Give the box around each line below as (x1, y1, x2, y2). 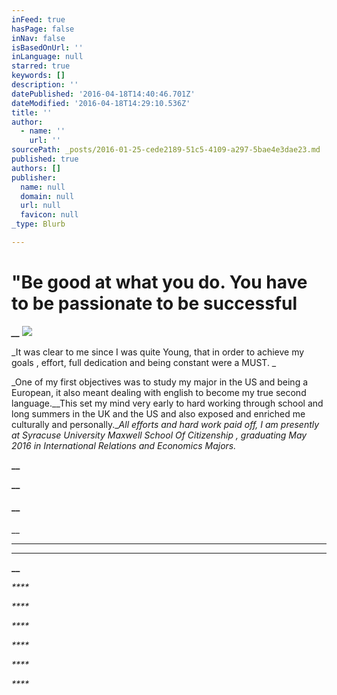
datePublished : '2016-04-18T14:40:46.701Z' (11, 89, 196, 99)
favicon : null (20, 210, 79, 220)
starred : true (11, 61, 71, 71)
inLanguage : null (11, 52, 84, 62)
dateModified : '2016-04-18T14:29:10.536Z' (11, 98, 191, 108)
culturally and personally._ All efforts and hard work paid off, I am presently (11, 418, 320, 430)
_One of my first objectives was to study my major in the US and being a (11, 376, 309, 388)
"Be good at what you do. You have (11, 271, 308, 294)
